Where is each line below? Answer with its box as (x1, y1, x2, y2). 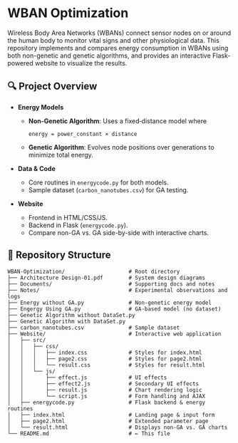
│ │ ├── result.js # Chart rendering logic (7, 386, 202, 393)
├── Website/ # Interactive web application (7, 330, 222, 338)
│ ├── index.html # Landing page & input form (7, 411, 215, 418)
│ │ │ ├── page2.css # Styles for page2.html (7, 355, 202, 363)
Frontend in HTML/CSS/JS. (28, 213, 108, 221)
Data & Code (17, 164, 56, 172)
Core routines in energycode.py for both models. (28, 178, 169, 187)
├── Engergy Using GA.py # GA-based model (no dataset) (7, 305, 222, 313)
